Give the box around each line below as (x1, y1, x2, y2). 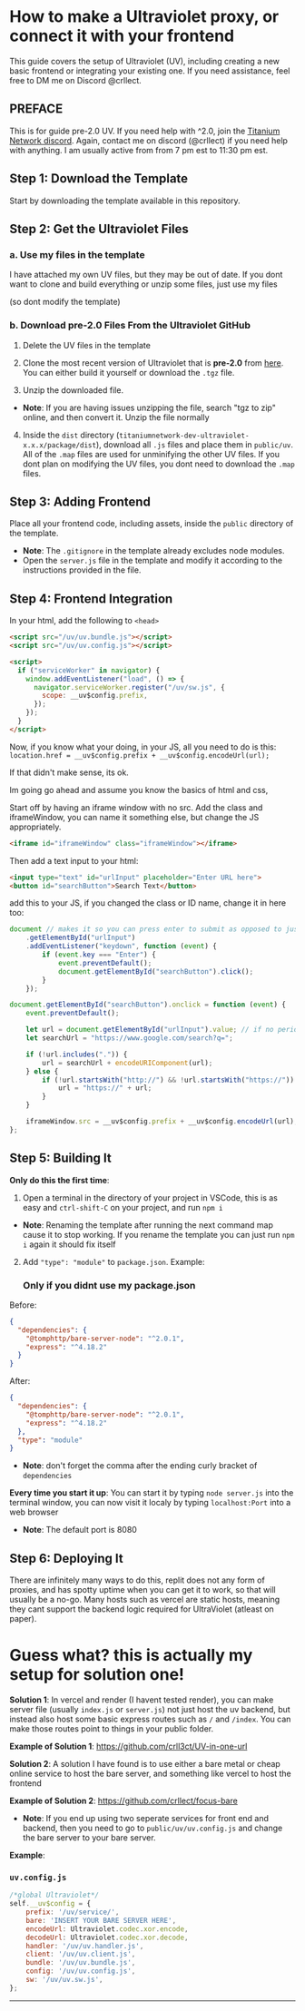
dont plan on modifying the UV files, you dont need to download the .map (22, 458, 295, 469)
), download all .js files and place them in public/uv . (95, 438, 293, 450)
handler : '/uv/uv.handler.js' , (25, 1941, 144, 1950)
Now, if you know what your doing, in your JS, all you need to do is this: (9, 741, 277, 752)
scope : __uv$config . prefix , (42, 692, 148, 701)
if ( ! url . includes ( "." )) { (25, 1050, 128, 1059)
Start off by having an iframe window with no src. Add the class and (9, 801, 263, 813)
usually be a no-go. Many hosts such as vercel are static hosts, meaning (9, 1594, 280, 1605)
